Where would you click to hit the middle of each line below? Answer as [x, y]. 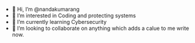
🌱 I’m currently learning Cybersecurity [59, 22]
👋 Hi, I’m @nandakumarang [46, 9]
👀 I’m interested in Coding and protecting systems [74, 16]
